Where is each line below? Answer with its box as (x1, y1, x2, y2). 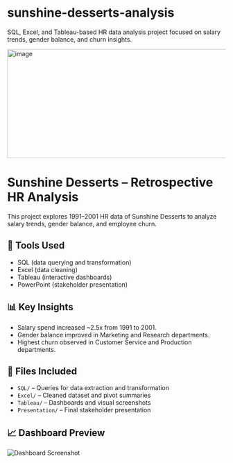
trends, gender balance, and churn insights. (7, 35, 132, 43)
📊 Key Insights (7, 301, 74, 313)
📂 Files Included (7, 365, 78, 377)
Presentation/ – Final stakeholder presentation (17, 406, 151, 414)
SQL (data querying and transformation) (17, 258, 132, 267)
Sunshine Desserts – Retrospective (7, 175, 214, 190)
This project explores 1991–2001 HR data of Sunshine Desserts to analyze (7, 212, 217, 220)
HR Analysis (7, 190, 79, 205)
